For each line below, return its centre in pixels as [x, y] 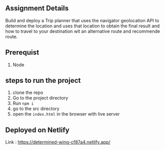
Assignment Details [37, 8]
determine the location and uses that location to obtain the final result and [82, 26]
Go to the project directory [40, 98]
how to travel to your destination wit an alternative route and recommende [83, 31]
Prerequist [22, 53]
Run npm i [23, 104]
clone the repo [28, 92]
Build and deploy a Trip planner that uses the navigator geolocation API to [82, 20]
